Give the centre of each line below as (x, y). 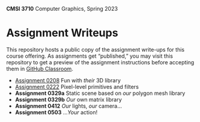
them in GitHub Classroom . (40, 69)
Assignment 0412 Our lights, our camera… (68, 106)
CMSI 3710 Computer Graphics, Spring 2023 (62, 9)
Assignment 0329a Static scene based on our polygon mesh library (100, 93)
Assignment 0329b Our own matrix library (68, 99)
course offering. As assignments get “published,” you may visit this (90, 56)
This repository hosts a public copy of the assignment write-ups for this (95, 49)
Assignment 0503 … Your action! (56, 112)
